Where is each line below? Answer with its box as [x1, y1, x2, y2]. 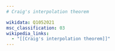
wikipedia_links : [6, 30, 49, 36]
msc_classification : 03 [6, 25, 66, 31]
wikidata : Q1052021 [6, 19, 55, 26]
